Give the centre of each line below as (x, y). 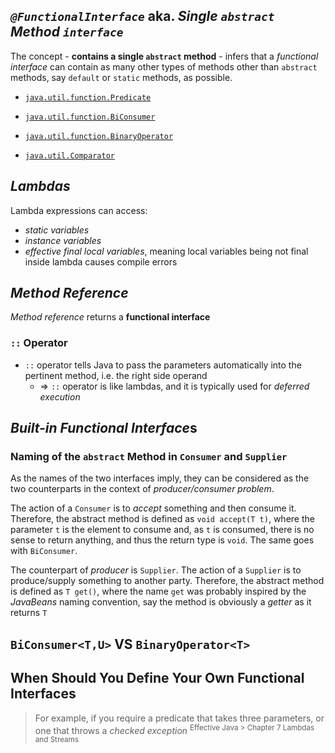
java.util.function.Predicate (88, 97)
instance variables (63, 240)
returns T (29, 613)
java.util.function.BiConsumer (90, 117)
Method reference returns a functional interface (110, 317)
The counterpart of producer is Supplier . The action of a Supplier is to (156, 570)
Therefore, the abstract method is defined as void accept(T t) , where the (162, 519)
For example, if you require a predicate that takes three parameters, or (179, 718)
